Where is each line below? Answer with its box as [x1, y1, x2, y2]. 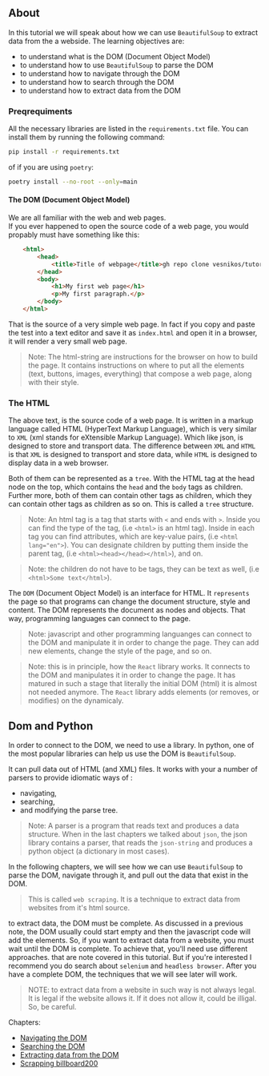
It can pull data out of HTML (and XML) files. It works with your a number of [8, 765, 259, 774]
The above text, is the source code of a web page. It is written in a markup [8, 416, 254, 425]
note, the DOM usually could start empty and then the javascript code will [8, 927, 251, 937]
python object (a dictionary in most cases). [27, 846, 170, 856]
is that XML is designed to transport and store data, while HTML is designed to [8, 450, 258, 460]
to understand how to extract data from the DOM [19, 86, 182, 95]
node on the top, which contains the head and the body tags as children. [8, 482, 243, 492]
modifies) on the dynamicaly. [27, 696, 124, 705]
